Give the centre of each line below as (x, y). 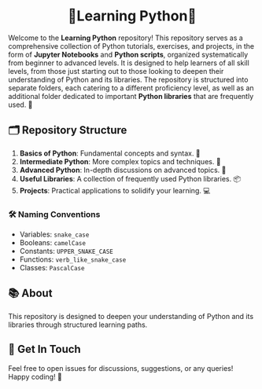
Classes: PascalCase (52, 268)
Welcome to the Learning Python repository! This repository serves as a (126, 38)
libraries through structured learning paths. (78, 325)
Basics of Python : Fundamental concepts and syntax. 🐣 (110, 153)
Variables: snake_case (54, 234)
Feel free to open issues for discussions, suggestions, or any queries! (121, 368)
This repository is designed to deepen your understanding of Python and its (131, 316)
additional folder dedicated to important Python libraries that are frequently (131, 96)
